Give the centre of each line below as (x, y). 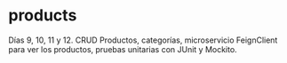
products (43, 16)
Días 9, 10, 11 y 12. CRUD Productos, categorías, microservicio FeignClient (143, 40)
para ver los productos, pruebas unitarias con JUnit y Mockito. (123, 49)
